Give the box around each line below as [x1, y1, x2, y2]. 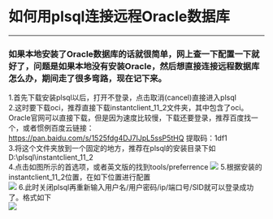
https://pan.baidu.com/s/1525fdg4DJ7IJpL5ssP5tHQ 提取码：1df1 [8, 133, 227, 143]
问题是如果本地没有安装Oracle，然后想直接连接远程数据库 [33, 60, 260, 71]
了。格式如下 [8, 192, 51, 203]
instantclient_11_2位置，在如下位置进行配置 [8, 172, 151, 182]
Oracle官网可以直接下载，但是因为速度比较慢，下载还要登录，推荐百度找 [8, 113, 252, 122]
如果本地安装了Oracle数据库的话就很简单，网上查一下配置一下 [8, 48, 252, 59]
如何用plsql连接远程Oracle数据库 [8, 7, 230, 26]
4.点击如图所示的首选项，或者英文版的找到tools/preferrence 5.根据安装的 [8, 162, 262, 172]
